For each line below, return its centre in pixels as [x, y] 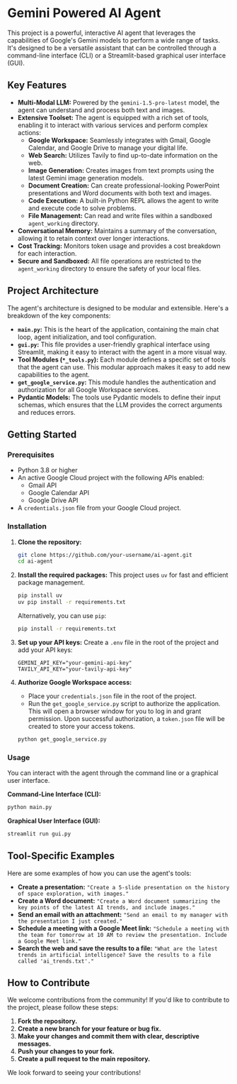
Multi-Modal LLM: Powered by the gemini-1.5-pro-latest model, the [118, 102]
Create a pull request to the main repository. [84, 1059]
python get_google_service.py [62, 739]
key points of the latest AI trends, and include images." [106, 907]
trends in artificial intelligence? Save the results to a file [114, 955]
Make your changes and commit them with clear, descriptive [108, 1036]
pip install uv [40, 596]
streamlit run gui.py [39, 834]
